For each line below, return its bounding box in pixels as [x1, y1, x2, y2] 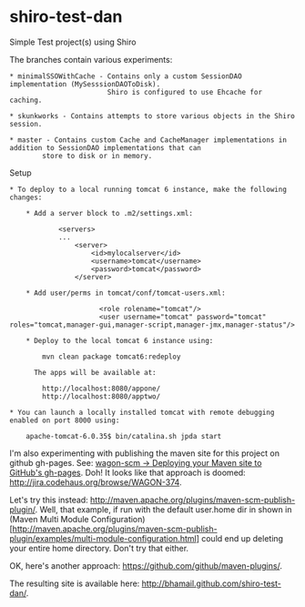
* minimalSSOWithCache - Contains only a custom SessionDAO [9, 71, 243, 81]
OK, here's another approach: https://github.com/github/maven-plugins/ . [9, 560, 282, 571]
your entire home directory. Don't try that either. [9, 542, 189, 553]
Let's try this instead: [9, 494, 88, 505]
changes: [9, 193, 43, 202]
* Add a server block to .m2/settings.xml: [25, 208, 194, 218]
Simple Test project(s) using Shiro [9, 36, 137, 47]
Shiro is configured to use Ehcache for [107, 87, 262, 96]
